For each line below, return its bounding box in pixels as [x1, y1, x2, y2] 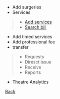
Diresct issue [24, 59, 52, 65]
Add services [24, 19, 52, 25]
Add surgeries [12, 4, 42, 10]
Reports [24, 69, 41, 75]
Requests [24, 54, 44, 60]
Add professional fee [12, 39, 56, 45]
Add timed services [12, 34, 53, 39]
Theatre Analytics [12, 79, 49, 85]
